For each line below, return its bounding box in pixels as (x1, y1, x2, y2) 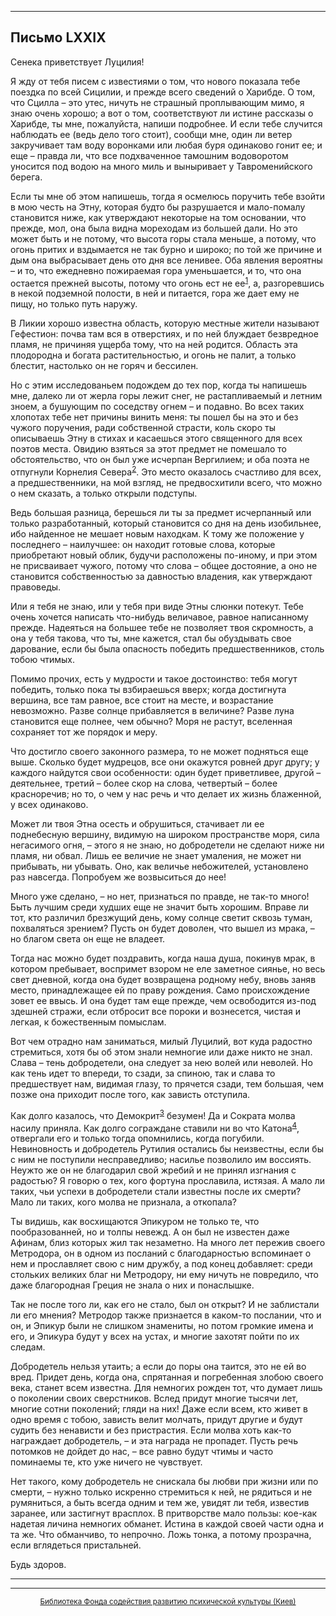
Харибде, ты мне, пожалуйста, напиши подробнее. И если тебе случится (10, 117, 323, 130)
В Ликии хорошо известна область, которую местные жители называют (10, 317, 320, 330)
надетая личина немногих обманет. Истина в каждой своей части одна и (10, 1518, 324, 1530)
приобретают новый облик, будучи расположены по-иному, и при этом (10, 549, 318, 561)
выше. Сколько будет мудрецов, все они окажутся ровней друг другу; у (10, 756, 320, 768)
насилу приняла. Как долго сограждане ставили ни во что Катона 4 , (10, 1120, 300, 1134)
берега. (10, 171, 43, 183)
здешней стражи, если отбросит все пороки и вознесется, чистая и (10, 1006, 301, 1018)
